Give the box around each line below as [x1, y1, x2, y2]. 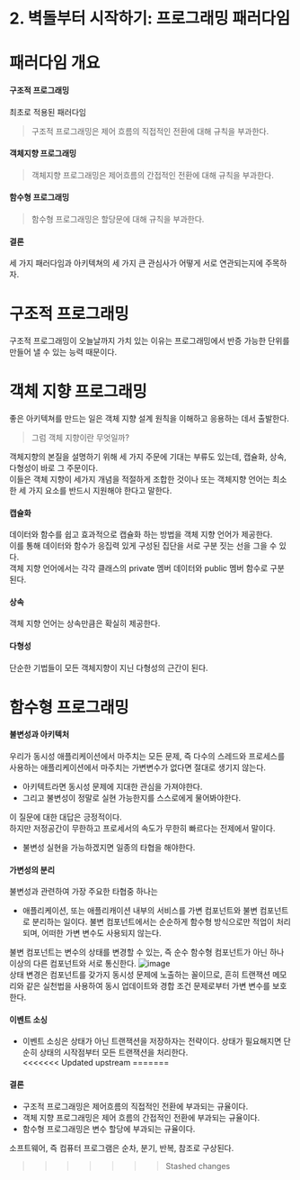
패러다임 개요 [9, 53, 101, 73]
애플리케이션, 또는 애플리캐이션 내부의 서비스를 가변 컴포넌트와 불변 [22, 905, 258, 916]
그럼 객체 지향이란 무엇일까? [31, 432, 130, 443]
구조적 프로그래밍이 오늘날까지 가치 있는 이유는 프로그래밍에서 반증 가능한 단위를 [9, 335, 290, 347]
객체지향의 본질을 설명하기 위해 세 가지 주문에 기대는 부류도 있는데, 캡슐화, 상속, [9, 451, 287, 462]
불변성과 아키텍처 [9, 729, 70, 740]
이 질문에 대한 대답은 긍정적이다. [9, 812, 123, 822]
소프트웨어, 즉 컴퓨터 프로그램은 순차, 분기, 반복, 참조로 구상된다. [9, 1142, 234, 1153]
